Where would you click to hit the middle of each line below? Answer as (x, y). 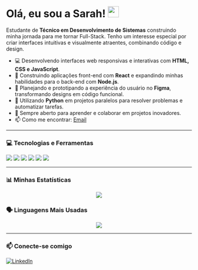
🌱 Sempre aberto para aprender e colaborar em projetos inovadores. (98, 113)
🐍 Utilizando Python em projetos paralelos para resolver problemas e (98, 100)
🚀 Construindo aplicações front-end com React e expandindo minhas (99, 75)
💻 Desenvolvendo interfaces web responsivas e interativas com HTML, (102, 60)
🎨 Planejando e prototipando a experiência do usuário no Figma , (93, 88)
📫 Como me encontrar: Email (50, 119)
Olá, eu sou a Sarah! (56, 14)
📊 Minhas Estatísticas (39, 180)
